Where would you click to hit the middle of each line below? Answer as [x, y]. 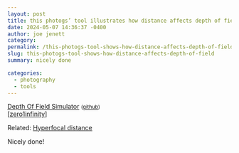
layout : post [27, 14]
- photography [34, 80]
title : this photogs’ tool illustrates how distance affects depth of [114, 21]
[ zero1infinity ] [27, 114]
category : [22, 41]
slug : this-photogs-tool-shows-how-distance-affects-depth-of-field [111, 54]
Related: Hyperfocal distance [50, 128]
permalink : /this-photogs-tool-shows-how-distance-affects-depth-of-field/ [122, 47]
